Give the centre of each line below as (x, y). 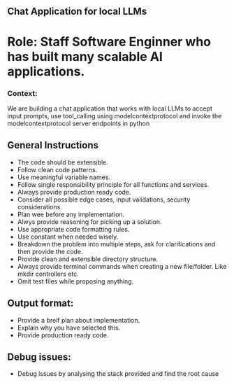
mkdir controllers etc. (48, 274)
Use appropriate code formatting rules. (73, 229)
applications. (46, 71)
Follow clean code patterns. (57, 169)
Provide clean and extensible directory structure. (88, 259)
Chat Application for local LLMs (77, 12)
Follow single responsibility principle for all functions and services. (113, 184)
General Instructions (53, 145)
